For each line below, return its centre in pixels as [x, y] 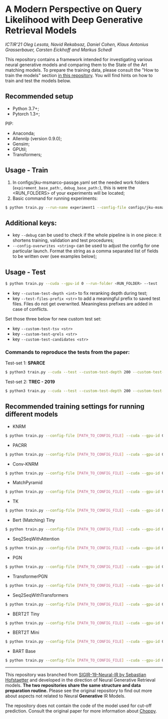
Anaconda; [23, 133]
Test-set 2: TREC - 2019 [30, 382]
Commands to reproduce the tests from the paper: [67, 352]
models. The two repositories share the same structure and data [73, 685]
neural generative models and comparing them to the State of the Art [76, 65]
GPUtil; [20, 149]
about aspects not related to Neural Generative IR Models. [65, 696]
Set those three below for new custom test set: [53, 318]
